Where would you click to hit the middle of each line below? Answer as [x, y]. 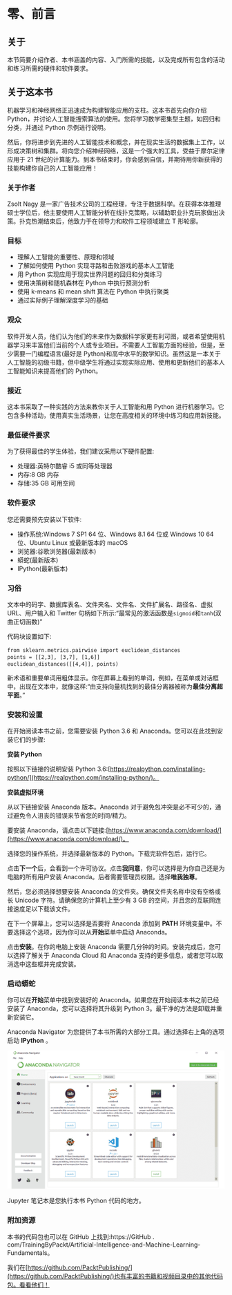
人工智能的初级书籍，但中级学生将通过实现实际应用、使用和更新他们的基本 [113, 362]
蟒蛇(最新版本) [38, 559]
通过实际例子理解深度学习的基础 [62, 300]
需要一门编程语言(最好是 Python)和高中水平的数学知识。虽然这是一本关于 [117, 354]
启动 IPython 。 [29, 1041]
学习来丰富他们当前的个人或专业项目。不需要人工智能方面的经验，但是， [116, 345]
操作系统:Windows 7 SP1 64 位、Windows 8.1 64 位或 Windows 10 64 [115, 534]
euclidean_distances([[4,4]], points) [63, 664]
